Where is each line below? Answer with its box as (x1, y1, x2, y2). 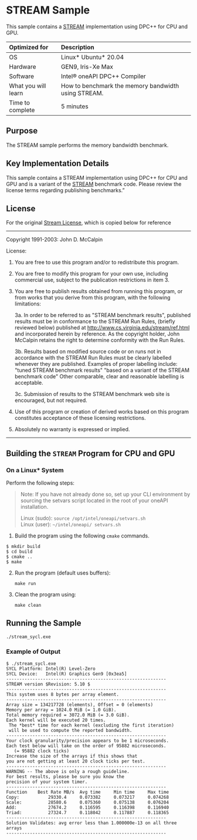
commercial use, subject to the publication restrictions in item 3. (14, 277, 170, 284)
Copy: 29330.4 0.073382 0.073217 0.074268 (6, 794, 169, 801)
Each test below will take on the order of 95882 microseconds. (6, 743, 167, 749)
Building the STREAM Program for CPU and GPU (6, 448, 175, 458)
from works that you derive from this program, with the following (14, 294, 171, 301)
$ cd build (6, 549, 33, 555)
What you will (9, 82, 46, 90)
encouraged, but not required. (14, 397, 88, 404)
